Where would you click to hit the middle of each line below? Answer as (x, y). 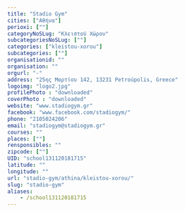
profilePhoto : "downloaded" (50, 93)
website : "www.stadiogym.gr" (50, 106)
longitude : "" (28, 171)
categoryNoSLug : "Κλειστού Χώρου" (58, 34)
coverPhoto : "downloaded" (47, 100)
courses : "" (25, 132)
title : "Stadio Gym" (38, 14)
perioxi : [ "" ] (28, 27)
